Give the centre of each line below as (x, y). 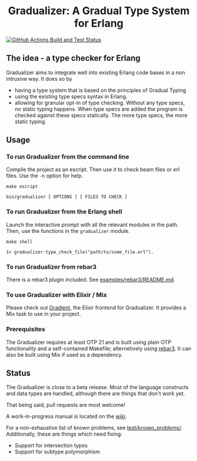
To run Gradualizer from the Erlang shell (64, 212)
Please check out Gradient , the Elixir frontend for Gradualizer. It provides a (96, 308)
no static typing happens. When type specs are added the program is (99, 109)
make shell (19, 242)
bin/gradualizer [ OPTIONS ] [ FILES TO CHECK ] (67, 197)
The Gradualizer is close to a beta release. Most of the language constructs (97, 387)
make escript (22, 187)
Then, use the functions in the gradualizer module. (68, 230)
